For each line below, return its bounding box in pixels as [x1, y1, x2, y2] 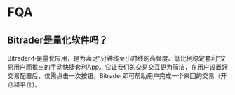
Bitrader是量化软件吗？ [7, 34, 109, 46]
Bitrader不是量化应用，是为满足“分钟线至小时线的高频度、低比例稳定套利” [7, 54, 220, 62]
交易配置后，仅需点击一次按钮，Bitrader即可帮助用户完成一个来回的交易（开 [7, 72, 227, 80]
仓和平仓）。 [7, 80, 41, 89]
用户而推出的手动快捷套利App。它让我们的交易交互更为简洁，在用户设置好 [13, 63, 228, 71]
